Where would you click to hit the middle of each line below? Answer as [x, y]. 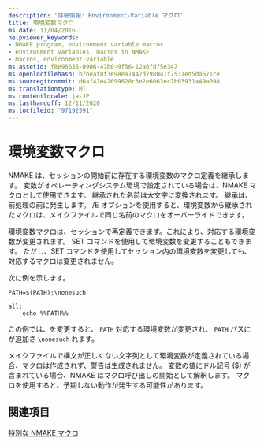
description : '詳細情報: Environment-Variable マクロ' [96, 15]
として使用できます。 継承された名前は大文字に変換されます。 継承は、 [137, 195]
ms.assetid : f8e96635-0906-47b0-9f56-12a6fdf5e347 [93, 67]
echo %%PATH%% [45, 313]
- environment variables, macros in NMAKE [79, 52]
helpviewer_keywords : [44, 37]
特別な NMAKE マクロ [43, 432]
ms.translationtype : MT [47, 89]
